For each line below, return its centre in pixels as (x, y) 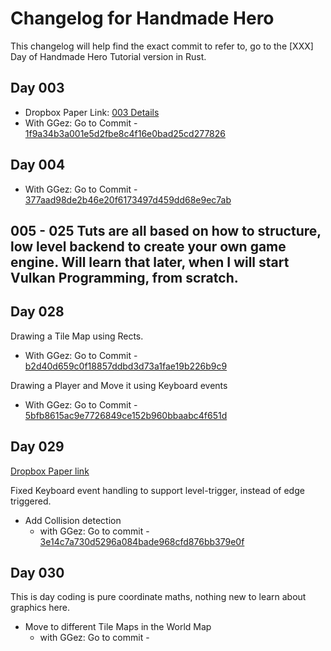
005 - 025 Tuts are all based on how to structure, (166, 230)
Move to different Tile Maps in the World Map (118, 627)
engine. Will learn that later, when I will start (150, 262)
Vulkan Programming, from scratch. (124, 277)
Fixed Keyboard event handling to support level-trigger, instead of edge (157, 490)
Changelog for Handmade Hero (142, 18)
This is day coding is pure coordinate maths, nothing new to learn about (158, 597)
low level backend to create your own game (148, 246)
